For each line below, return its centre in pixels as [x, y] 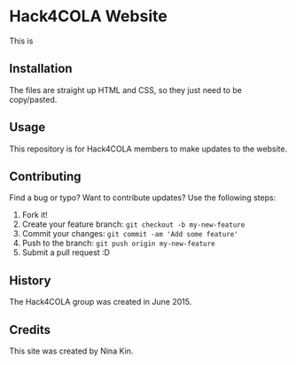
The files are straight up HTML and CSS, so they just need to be [125, 89]
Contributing [45, 176]
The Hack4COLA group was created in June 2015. [101, 302]
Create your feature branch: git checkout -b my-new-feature [133, 224]
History [30, 280]
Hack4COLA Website [89, 16]
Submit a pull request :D [66, 252]
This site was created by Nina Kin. [71, 351]
